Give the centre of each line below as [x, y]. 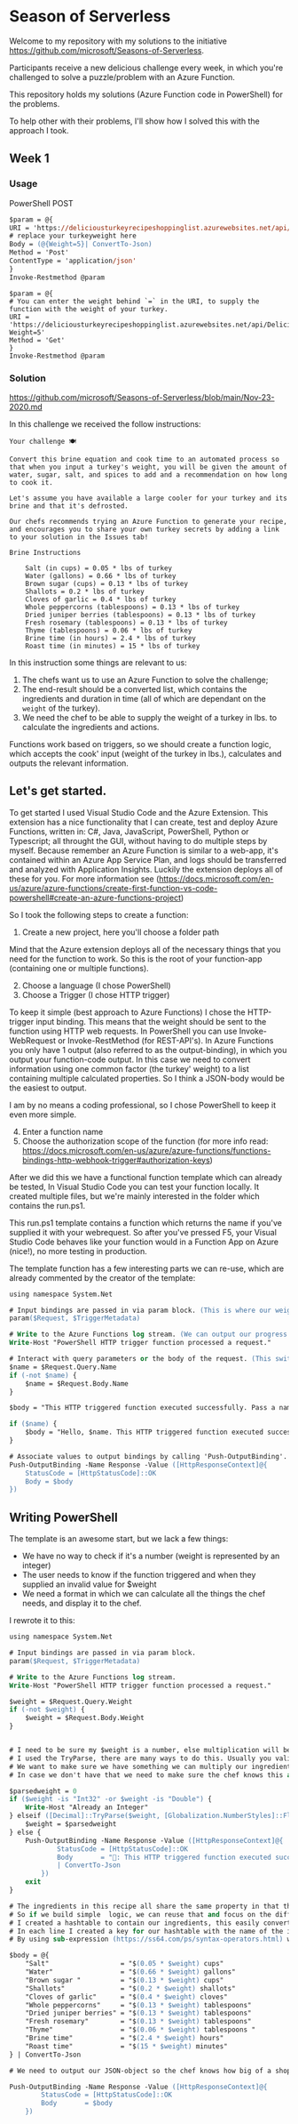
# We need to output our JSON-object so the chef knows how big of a [141, 2071]
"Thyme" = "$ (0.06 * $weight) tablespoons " [140, 2030]
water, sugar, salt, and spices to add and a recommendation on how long [149, 475]
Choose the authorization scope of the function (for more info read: [145, 1141]
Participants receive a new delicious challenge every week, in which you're [146, 68]
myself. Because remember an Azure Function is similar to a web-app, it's [144, 850]
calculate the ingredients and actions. [90, 727]
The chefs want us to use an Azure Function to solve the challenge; [145, 680]
